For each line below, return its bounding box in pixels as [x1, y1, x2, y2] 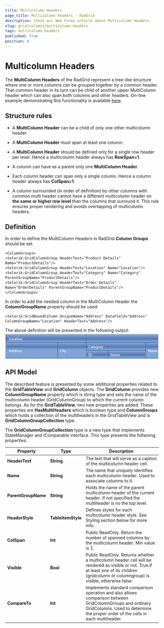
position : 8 [5, 39, 29, 44]
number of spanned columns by [85, 535, 150, 540]
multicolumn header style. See [85, 512, 147, 518]
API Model [5, 368, 38, 376]
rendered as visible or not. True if [85, 562, 152, 568]
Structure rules [5, 112, 52, 120]
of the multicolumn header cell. [85, 461, 148, 466]
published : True [5, 34, 38, 39]
